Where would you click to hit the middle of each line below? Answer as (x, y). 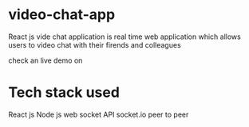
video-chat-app (62, 15)
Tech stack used (64, 92)
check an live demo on (45, 60)
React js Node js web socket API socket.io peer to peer (99, 114)
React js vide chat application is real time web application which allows (125, 37)
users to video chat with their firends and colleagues (95, 44)
